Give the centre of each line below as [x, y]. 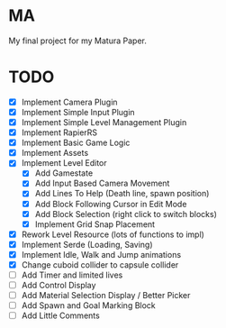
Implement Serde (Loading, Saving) [87, 244]
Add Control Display [59, 285]
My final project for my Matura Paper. [78, 41]
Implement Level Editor [64, 163]
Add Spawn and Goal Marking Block [89, 305]
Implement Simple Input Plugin [78, 112]
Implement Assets [55, 153]
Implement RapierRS [59, 132]
